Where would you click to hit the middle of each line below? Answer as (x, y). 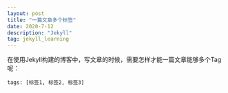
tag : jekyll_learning (38, 39)
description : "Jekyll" (40, 33)
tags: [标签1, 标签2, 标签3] (46, 83)
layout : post (26, 13)
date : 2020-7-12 (30, 26)
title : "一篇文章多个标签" (42, 20)
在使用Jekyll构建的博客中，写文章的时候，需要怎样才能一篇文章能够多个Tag (114, 60)
